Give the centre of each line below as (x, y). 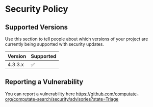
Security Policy (37, 9)
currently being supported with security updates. (55, 44)
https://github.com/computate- (107, 94)
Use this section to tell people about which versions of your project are (76, 39)
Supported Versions (36, 27)
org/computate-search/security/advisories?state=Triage (62, 99)
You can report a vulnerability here (40, 94)
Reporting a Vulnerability (44, 82)
